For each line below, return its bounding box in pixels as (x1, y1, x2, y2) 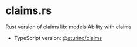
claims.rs (5, 4, 52, 17)
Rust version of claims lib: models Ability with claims (5, 23, 132, 30)
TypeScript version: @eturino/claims (13, 34, 102, 41)
